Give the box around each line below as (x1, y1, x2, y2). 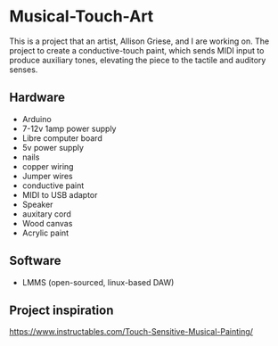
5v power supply (21, 142, 85, 152)
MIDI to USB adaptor (21, 189, 98, 200)
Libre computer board (21, 132, 102, 144)
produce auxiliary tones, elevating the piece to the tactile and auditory (9, 54, 266, 65)
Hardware (9, 90, 65, 105)
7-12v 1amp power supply (21, 123, 117, 134)
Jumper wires (21, 170, 73, 181)
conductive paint (21, 180, 85, 191)
